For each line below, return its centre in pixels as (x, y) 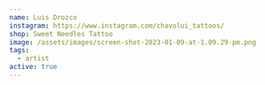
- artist (33, 58)
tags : (19, 50)
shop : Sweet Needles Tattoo (61, 34)
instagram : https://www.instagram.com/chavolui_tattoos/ (117, 26)
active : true (33, 67)
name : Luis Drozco (43, 17)
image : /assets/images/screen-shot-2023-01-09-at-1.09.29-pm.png (132, 42)
